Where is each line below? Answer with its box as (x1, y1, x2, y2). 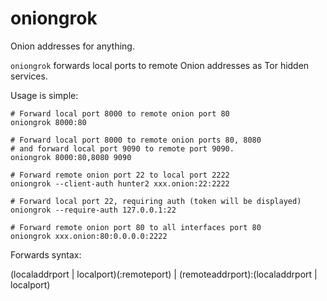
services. (10, 70, 48, 82)
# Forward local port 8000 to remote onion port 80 (10, 108, 230, 119)
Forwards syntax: (10, 248, 82, 261)
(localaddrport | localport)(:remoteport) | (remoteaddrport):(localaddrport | (10, 268, 318, 280)
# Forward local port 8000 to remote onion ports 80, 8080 (10, 135, 262, 145)
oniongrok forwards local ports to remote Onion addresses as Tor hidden (10, 59, 310, 71)
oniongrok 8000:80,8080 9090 (10, 152, 132, 162)
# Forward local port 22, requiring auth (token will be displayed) (10, 196, 302, 206)
